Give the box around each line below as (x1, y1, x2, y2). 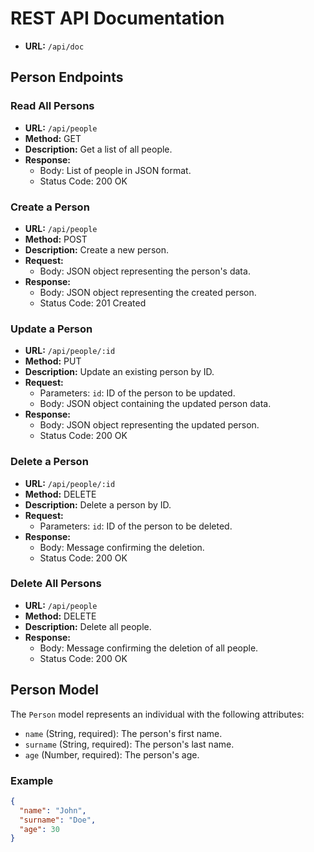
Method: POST (24, 233, 88, 245)
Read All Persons (10, 99, 95, 113)
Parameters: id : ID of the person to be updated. (39, 387, 236, 399)
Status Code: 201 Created (39, 297, 147, 309)
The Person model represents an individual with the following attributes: (10, 708, 305, 720)
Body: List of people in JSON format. (39, 164, 192, 176)
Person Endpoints (10, 69, 124, 86)
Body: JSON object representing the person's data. (39, 265, 251, 277)
